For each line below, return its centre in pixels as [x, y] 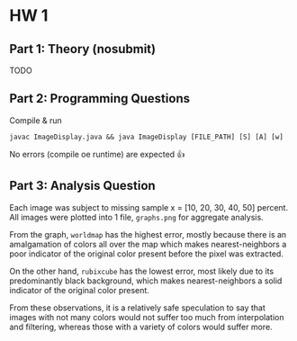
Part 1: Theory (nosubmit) [82, 49]
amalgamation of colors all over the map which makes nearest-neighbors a [148, 244]
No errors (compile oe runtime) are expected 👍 [97, 154]
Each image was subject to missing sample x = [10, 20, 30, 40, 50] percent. [149, 207]
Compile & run [36, 120]
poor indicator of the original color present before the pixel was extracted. [146, 254]
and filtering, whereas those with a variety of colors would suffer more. [141, 327]
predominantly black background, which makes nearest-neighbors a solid [146, 281]
